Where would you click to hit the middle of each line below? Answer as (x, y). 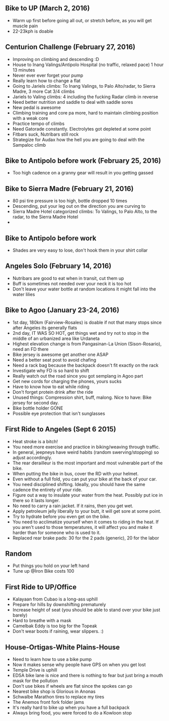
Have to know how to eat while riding (51, 386)
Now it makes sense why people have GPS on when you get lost (79, 665)
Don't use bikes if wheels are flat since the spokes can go (72, 686)
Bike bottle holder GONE (38, 408)
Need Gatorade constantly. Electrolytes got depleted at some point (81, 129)
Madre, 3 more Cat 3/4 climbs (44, 91)
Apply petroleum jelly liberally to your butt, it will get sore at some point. (87, 511)
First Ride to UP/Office (41, 587)
